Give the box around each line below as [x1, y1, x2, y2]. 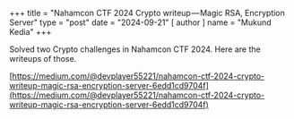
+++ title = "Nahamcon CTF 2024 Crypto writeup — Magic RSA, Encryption [9, 8, 285, 18]
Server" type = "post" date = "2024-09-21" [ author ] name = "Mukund [9, 17, 272, 28]
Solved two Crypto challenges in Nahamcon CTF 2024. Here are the [9, 44, 262, 55]
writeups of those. [9, 54, 77, 64]
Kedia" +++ [9, 27, 52, 37]
